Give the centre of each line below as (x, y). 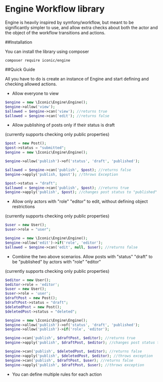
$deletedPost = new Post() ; (33, 307)
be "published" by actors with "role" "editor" (56, 262)
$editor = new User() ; (28, 280)
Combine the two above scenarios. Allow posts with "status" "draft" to (82, 256)
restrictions (23, 207)
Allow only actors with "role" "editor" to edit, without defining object (80, 201)
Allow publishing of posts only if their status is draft (63, 125)
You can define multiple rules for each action (57, 374)
